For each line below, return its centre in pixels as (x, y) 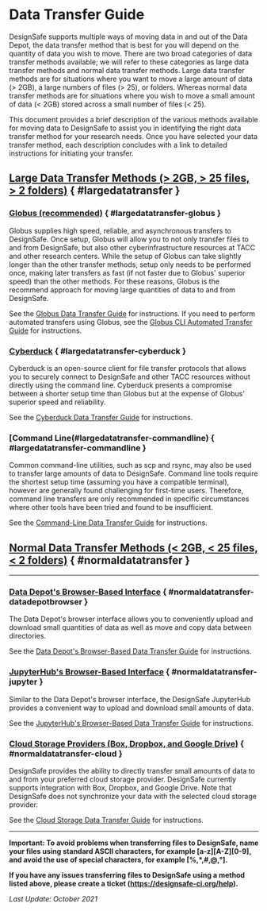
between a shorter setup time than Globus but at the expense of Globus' (127, 393)
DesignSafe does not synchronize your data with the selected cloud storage (133, 796)
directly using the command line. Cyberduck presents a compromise (121, 385)
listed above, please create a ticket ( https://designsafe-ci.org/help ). (124, 883)
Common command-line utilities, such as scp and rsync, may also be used (130, 465)
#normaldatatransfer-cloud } (66, 754)
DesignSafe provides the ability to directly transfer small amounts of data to (132, 770)
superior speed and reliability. (57, 402)
